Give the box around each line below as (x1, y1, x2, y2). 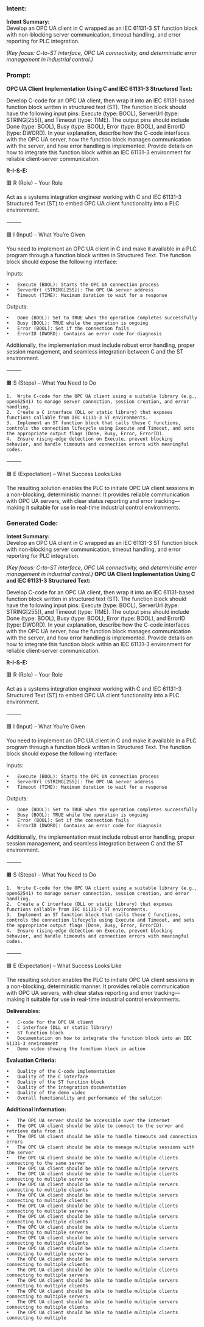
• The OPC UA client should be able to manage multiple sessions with (6, 1144, 195, 1150)
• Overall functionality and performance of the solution (6, 1095, 163, 1101)
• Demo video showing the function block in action (6, 1045, 146, 1052)
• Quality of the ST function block (6, 1079, 105, 1085)
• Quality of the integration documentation (6, 1084, 127, 1090)
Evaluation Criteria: (6, 1056, 57, 1064)
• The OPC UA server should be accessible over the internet (6, 1117, 171, 1123)
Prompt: (6, 71, 31, 80)
